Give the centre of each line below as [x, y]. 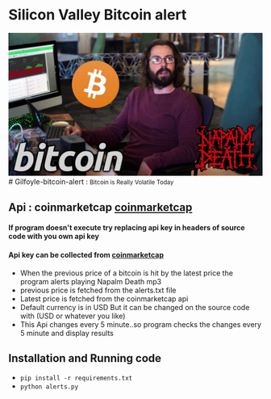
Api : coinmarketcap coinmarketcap [100, 207]
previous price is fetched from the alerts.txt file [98, 290]
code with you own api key [54, 237]
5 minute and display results [67, 333]
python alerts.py [49, 387]
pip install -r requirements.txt [76, 378]
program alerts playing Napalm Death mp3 [91, 281]
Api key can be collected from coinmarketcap [86, 255]
